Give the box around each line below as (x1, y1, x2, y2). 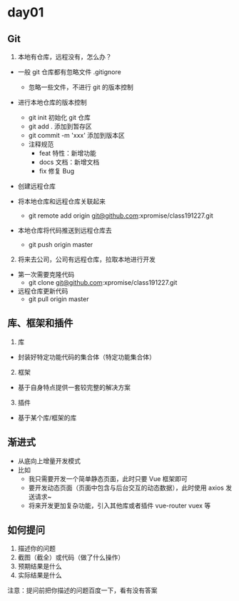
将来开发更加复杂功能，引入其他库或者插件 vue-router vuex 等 (28, 501, 211, 510)
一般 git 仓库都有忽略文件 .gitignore (17, 68, 121, 76)
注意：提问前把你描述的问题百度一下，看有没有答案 (7, 586, 158, 595)
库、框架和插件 (7, 317, 73, 329)
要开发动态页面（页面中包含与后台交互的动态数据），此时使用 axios (28, 483, 225, 492)
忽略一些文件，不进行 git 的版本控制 (28, 83, 134, 91)
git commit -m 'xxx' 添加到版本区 (28, 131, 125, 139)
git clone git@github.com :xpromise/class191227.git (28, 278, 178, 286)
